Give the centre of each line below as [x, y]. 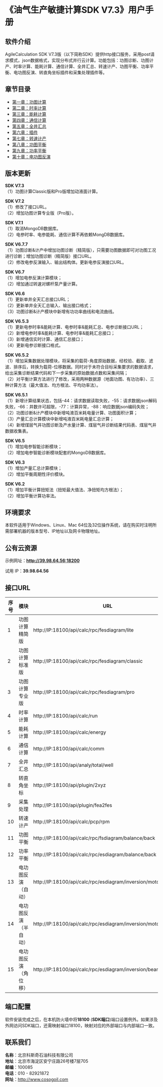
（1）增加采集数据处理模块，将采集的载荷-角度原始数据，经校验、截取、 [77, 361]
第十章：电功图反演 [31, 157]
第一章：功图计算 [29, 102]
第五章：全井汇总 [29, 126]
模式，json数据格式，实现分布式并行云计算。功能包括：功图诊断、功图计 [81, 60]
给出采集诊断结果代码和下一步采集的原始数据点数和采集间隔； [67, 373]
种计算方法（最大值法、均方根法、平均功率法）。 [53, 385]
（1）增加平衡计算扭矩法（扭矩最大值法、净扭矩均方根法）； [64, 489]
